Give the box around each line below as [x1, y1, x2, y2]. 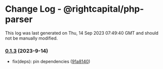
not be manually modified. [5, 35, 58, 41]
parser [5, 14, 33, 25]
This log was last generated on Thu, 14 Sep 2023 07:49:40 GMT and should [5, 30, 159, 36]
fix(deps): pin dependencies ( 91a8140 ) [12, 59, 91, 65]
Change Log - [5, 3, 62, 15]
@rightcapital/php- [63, 3, 144, 15]
